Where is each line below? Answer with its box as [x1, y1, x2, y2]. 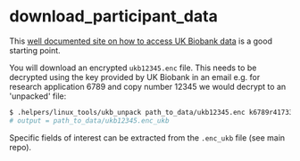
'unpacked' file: [9, 91, 67, 101]
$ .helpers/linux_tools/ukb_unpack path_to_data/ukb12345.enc [9, 108, 246, 117]
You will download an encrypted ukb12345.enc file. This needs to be [9, 62, 257, 73]
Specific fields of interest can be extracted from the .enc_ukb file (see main [9, 132, 286, 143]
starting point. [9, 44, 61, 55]
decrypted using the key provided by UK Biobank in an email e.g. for [9, 71, 261, 82]
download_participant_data [9, 6, 219, 27]
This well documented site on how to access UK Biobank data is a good [9, 36, 272, 46]
